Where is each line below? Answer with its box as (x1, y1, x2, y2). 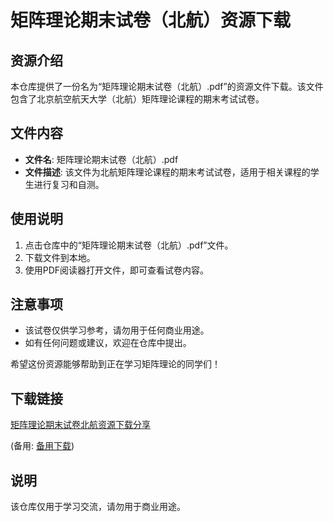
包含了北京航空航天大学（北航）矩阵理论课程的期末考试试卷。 (10, 93, 265, 105)
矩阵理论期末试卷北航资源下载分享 (10, 419, 151, 431)
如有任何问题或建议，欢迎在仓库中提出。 (24, 337, 192, 349)
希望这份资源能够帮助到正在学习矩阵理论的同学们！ (10, 358, 221, 370)
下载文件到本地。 (24, 251, 96, 263)
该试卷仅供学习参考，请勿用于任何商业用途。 (24, 324, 210, 336)
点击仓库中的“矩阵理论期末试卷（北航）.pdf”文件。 (24, 239, 234, 251)
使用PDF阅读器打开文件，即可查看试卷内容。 (24, 264, 210, 276)
